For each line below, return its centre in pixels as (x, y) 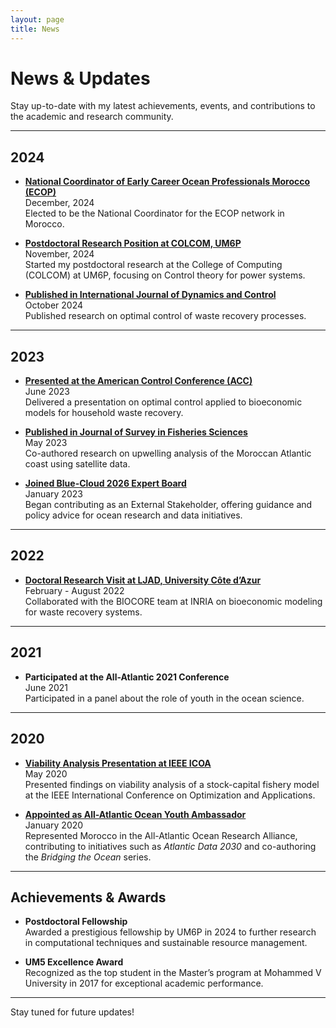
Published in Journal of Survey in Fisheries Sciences (136, 432)
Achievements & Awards (88, 897)
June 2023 (47, 392)
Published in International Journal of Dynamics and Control (150, 295)
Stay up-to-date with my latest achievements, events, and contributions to (163, 106)
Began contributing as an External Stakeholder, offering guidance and (168, 505)
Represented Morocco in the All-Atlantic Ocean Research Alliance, (161, 835)
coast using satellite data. (77, 464)
